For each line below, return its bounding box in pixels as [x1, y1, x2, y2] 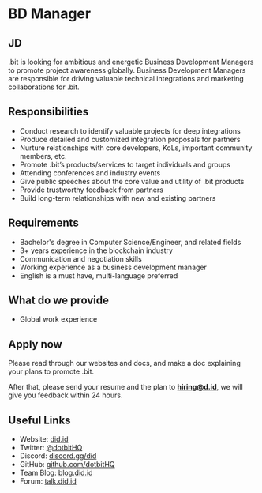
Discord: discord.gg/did [19, 451, 97, 461]
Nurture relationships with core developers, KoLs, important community [19, 143, 253, 152]
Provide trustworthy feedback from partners [19, 185, 164, 194]
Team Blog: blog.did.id [19, 468, 93, 478]
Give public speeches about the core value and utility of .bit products [19, 176, 245, 186]
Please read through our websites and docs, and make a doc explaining [8, 359, 241, 368]
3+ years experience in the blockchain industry [19, 246, 174, 255]
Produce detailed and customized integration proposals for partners [19, 134, 241, 144]
